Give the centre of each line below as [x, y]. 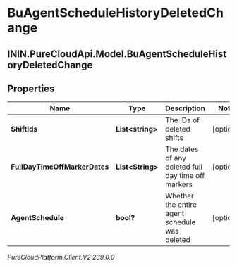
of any [176, 158]
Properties [31, 88]
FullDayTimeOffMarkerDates [60, 167]
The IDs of [182, 120]
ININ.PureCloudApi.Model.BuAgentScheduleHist [117, 54]
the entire [181, 205]
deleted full [184, 167]
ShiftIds [24, 129]
